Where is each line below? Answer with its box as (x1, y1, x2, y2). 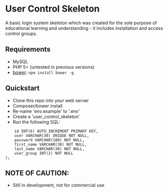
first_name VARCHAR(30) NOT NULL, (14, 142, 87, 147)
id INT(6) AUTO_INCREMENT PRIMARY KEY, (14, 128, 99, 134)
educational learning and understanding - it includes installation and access (5, 25, 163, 31)
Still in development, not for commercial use (12, 182, 105, 188)
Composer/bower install (12, 103, 63, 109)
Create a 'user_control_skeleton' (12, 113, 80, 119)
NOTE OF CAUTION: (5, 169, 69, 177)
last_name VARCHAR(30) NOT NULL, (14, 146, 85, 152)
